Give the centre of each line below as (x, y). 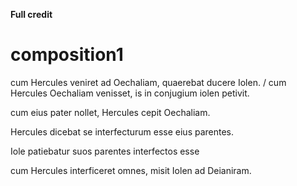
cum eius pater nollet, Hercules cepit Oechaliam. (110, 112)
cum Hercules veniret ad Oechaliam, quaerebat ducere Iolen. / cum (148, 82)
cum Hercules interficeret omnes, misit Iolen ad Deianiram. (131, 170)
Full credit (31, 14)
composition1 (67, 55)
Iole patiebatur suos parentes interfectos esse (105, 151)
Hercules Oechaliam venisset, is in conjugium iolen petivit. (130, 93)
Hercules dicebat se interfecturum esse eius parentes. (122, 131)
